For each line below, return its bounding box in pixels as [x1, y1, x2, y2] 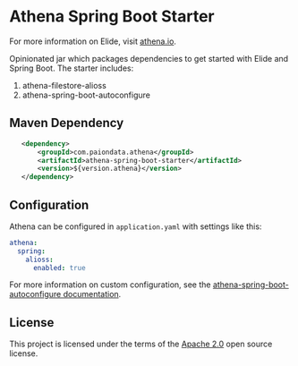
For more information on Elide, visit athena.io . [9, 36, 177, 47]
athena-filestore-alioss [21, 80, 107, 90]
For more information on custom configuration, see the [9, 279, 211, 290]
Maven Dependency [9, 115, 124, 131]
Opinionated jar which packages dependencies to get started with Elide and [9, 53, 289, 64]
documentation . [63, 289, 122, 300]
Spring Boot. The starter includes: [9, 63, 134, 73]
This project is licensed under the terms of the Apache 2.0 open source [9, 338, 273, 350]
